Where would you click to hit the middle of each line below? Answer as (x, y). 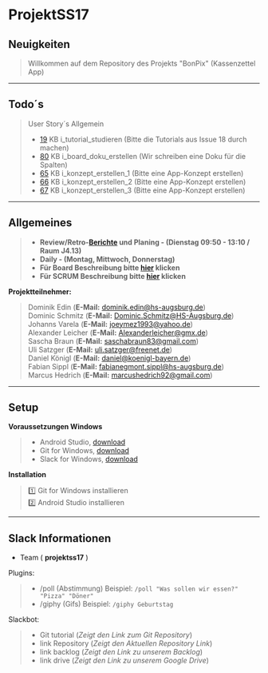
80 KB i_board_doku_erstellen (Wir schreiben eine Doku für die (142, 156)
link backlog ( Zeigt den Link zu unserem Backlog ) (121, 652)
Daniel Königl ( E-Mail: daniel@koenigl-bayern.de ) (109, 358)
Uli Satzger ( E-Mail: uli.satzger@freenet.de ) (100, 349)
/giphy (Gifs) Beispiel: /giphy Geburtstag (106, 604)
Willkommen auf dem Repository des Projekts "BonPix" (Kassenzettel (142, 63)
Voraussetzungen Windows (55, 427)
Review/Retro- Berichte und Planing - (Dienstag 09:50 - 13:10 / (145, 242)
